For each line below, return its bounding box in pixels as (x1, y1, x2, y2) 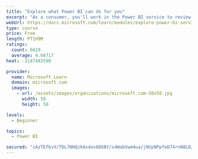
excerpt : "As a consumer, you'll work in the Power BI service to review (6, 14, 192, 20)
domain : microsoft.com (11, 79, 67, 85)
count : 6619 (11, 47, 41, 53)
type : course (6, 25, 38, 31)
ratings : (6, 42, 28, 48)
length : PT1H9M (6, 36, 44, 42)
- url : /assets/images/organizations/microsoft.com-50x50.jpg (16, 91, 173, 97)
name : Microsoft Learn (11, 74, 67, 80)
